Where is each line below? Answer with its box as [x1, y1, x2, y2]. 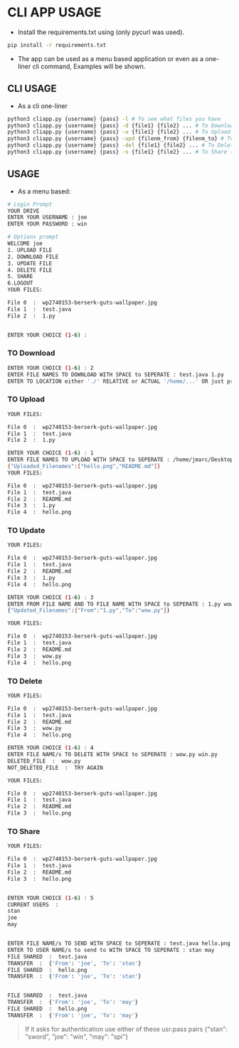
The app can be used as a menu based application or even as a [17, 54, 204, 63]
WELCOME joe [7, 240, 43, 248]
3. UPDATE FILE [7, 260, 53, 267]
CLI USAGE [7, 83, 57, 95]
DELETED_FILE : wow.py [7, 757, 81, 765]
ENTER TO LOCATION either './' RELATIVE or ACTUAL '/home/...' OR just [7, 378, 224, 385]
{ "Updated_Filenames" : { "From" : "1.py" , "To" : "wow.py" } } [7, 607, 171, 614]
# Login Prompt [7, 201, 53, 208]
